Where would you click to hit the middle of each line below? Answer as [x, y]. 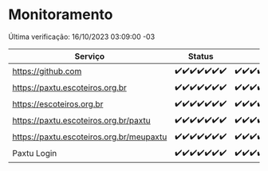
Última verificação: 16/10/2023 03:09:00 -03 [82, 37]
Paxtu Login [35, 154]
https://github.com [47, 72]
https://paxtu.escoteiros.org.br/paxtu [82, 121]
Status [201, 56]
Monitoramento [61, 15]
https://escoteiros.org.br [58, 104]
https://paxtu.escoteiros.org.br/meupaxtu [90, 137]
